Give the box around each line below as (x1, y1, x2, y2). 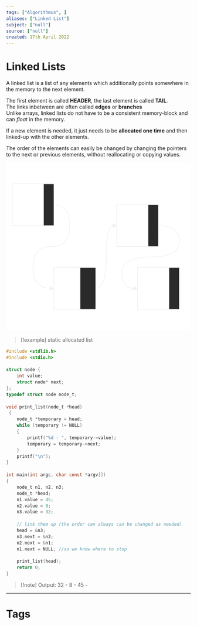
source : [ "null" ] (6, 28, 49, 34)
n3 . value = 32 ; (16, 509, 54, 515)
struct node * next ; (16, 379, 64, 385)
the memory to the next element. (6, 86, 85, 93)
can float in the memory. (6, 116, 66, 123)
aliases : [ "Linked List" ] (6, 15, 69, 22)
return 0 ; (16, 564, 41, 571)
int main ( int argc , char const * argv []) (6, 472, 107, 478)
